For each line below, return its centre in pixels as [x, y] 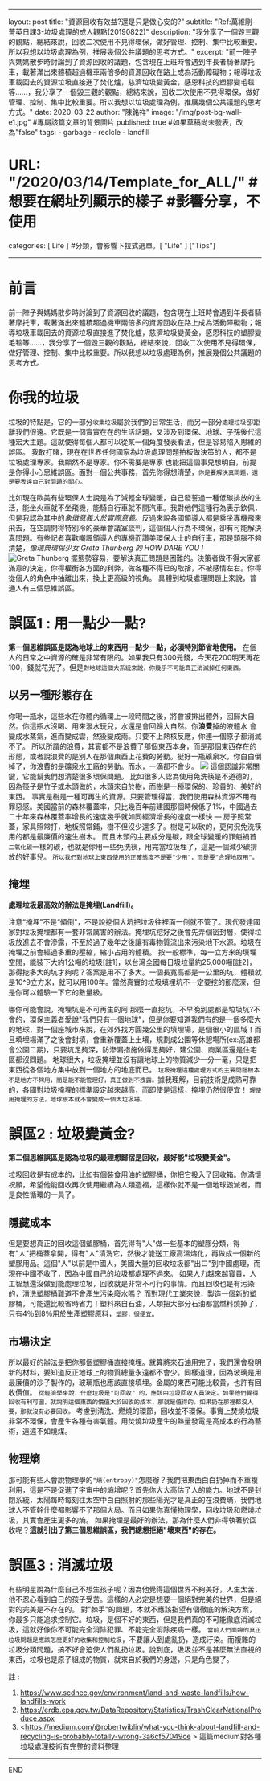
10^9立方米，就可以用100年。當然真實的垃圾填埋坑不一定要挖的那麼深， [134, 982]
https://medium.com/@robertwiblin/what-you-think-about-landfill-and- [143, 1726]
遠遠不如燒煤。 [47, 1431]
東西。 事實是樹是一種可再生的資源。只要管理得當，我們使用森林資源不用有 [133, 796]
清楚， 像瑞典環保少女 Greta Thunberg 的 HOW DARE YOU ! [106, 548]
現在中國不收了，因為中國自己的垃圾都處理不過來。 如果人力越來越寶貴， [129, 1273]
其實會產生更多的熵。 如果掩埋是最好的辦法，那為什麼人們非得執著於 [136, 1520]
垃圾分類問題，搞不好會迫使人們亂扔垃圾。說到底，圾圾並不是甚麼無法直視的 [135, 1649]
